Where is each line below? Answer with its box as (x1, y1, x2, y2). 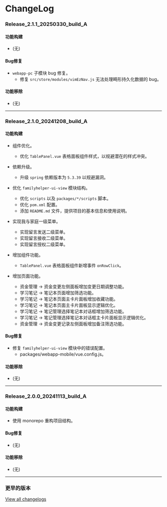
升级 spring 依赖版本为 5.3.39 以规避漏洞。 (19, 174, 108, 180)
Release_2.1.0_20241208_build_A (5, 118, 88, 125)
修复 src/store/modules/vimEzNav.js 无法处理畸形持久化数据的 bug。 (19, 76, 162, 82)
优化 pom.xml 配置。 (19, 202, 60, 208)
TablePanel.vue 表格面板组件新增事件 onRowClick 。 (19, 262, 124, 268)
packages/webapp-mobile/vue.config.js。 (19, 351, 106, 358)
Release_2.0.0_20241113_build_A (5, 393, 87, 400)
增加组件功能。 (12, 252, 43, 258)
